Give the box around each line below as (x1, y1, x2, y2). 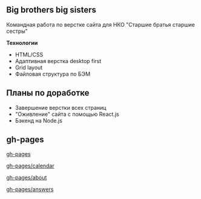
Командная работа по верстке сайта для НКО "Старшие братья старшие (6, 21, 195, 28)
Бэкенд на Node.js (15, 116, 62, 124)
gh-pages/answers (6, 186, 54, 193)
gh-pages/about (6, 174, 47, 181)
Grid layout (15, 64, 43, 71)
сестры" (6, 27, 28, 35)
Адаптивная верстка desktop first (15, 57, 102, 64)
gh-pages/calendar (6, 162, 54, 169)
